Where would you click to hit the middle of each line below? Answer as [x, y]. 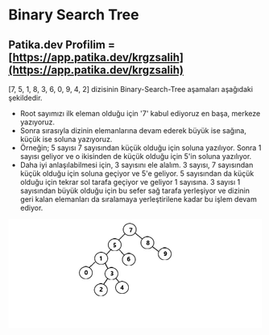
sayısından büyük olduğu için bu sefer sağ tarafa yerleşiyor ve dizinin [134, 191]
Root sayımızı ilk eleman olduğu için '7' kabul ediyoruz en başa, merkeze [140, 113]
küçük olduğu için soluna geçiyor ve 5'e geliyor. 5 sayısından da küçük [137, 174]
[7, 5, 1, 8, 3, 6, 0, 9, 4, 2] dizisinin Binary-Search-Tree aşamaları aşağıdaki [131, 89]
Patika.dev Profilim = [62, 45]
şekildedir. [25, 98]
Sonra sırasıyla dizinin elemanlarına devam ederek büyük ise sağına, [133, 130]
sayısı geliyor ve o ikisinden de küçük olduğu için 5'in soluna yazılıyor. [136, 156]
